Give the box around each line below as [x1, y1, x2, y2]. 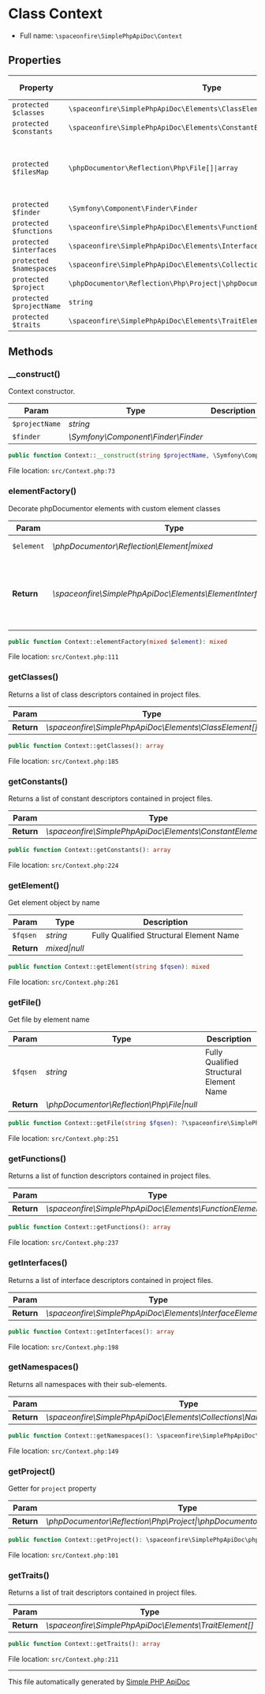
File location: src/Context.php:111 [8, 652, 119, 661]
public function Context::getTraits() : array [8, 1640, 160, 1648]
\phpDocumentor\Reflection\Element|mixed [52, 540, 214, 552]
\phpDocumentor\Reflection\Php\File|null [46, 1099, 198, 1110]
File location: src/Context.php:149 [8, 1445, 119, 1456]
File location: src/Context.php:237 [8, 1238, 119, 1247]
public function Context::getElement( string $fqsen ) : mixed [8, 963, 211, 971]
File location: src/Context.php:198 [8, 1342, 119, 1352]
